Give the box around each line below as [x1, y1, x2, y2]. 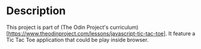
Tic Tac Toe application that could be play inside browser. [6, 36, 149, 43]
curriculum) [110, 24, 139, 31]
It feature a [168, 30, 196, 37]
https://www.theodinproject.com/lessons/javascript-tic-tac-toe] [8, 30, 166, 37]
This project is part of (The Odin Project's [6, 24, 109, 31]
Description [6, 4, 66, 18]
